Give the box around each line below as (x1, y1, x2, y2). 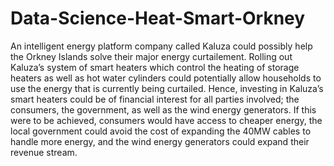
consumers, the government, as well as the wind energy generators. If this (10, 103, 317, 116)
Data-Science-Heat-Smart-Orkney (10, 7, 306, 30)
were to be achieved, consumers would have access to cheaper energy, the (10, 114, 323, 126)
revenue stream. (10, 146, 78, 158)
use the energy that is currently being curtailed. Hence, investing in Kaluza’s (10, 82, 324, 94)
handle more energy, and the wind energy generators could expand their (10, 135, 310, 147)
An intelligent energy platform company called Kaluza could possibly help (10, 40, 313, 52)
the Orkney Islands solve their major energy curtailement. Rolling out (10, 50, 293, 62)
